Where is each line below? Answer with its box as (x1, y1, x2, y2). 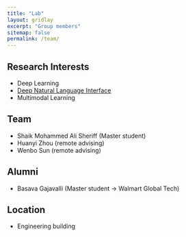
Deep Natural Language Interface (16, 86, 111, 95)
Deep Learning (16, 79, 59, 87)
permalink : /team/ (7, 36, 59, 42)
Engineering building (16, 222, 76, 230)
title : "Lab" (7, 10, 44, 17)
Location (7, 203, 46, 216)
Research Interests (7, 61, 90, 73)
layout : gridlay (7, 16, 53, 23)
